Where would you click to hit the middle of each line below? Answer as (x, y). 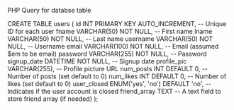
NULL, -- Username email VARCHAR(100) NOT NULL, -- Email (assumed (113, 46)
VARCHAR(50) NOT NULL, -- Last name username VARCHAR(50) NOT (110, 39)
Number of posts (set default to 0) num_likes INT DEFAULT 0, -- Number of (117, 76)
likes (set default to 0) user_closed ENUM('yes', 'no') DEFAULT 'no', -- (109, 84)
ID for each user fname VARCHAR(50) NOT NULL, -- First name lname (110, 31)
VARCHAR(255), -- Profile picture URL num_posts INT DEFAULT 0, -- (107, 69)
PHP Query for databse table (49, 10)
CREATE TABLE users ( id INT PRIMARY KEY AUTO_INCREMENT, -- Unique (117, 24)
